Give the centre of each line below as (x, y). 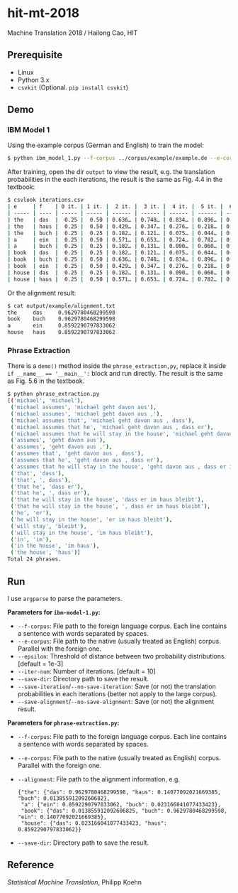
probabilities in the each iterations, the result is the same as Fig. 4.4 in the (115, 180)
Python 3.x (33, 80)
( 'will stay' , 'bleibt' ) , (49, 526)
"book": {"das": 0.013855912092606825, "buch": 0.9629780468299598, (124, 811)
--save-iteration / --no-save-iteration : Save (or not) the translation (117, 686)
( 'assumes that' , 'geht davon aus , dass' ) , (77, 454)
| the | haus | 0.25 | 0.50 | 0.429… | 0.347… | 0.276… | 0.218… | (115, 226)
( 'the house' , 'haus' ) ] (45, 553)
